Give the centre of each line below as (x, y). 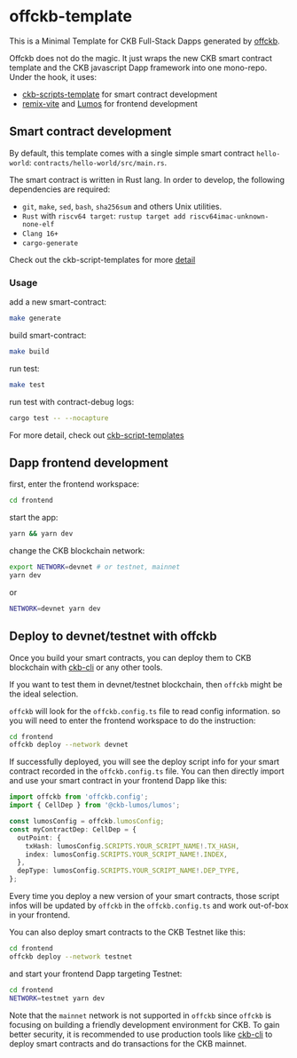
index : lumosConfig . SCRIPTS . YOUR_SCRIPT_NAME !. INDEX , (126, 855)
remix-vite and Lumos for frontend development (109, 103)
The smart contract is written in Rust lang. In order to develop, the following (147, 179)
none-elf (38, 224)
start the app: (34, 518)
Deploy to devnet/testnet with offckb (113, 636)
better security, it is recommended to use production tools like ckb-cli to (141, 1034)
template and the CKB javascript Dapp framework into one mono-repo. (138, 68)
